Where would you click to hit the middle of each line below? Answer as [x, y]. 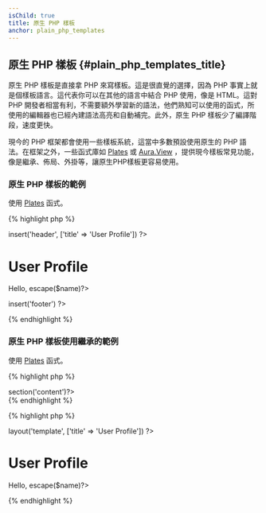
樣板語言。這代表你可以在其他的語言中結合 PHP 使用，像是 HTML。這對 [140, 95]
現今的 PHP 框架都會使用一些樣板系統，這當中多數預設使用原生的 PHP [123, 142]
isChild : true [32, 16]
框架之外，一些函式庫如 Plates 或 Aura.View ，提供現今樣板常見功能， [144, 152]
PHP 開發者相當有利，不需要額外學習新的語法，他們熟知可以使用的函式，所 [131, 105]
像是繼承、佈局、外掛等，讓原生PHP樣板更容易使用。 [96, 162]
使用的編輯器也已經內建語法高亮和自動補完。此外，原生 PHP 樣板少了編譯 [129, 115]
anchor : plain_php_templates [57, 30]
